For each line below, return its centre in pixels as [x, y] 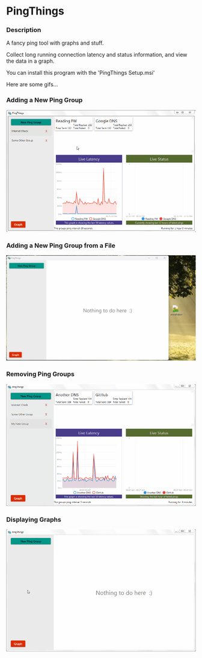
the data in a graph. [30, 61]
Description [24, 30]
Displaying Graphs [34, 519]
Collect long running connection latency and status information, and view [97, 55]
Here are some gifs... [32, 84]
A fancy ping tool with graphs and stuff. [55, 43]
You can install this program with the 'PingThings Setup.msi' [81, 73]
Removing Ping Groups [41, 374]
